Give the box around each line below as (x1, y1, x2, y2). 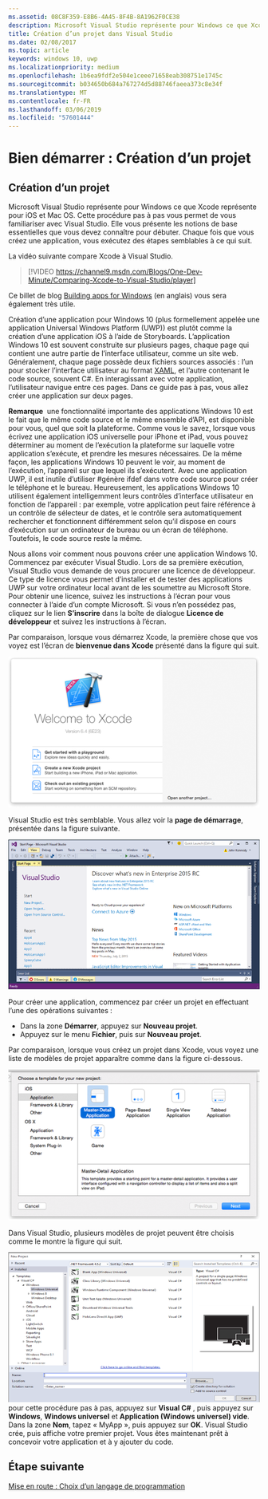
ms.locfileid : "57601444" (8, 114, 94, 122)
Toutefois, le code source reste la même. (8, 534, 143, 543)
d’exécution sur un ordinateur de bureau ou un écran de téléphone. (8, 525, 229, 535)
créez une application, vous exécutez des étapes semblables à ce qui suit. (8, 236, 253, 246)
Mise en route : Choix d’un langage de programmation (8, 1481, 186, 1491)
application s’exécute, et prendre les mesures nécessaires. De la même (8, 449, 242, 459)
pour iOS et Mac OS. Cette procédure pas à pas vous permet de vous (8, 211, 237, 220)
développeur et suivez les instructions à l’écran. (8, 617, 167, 626)
